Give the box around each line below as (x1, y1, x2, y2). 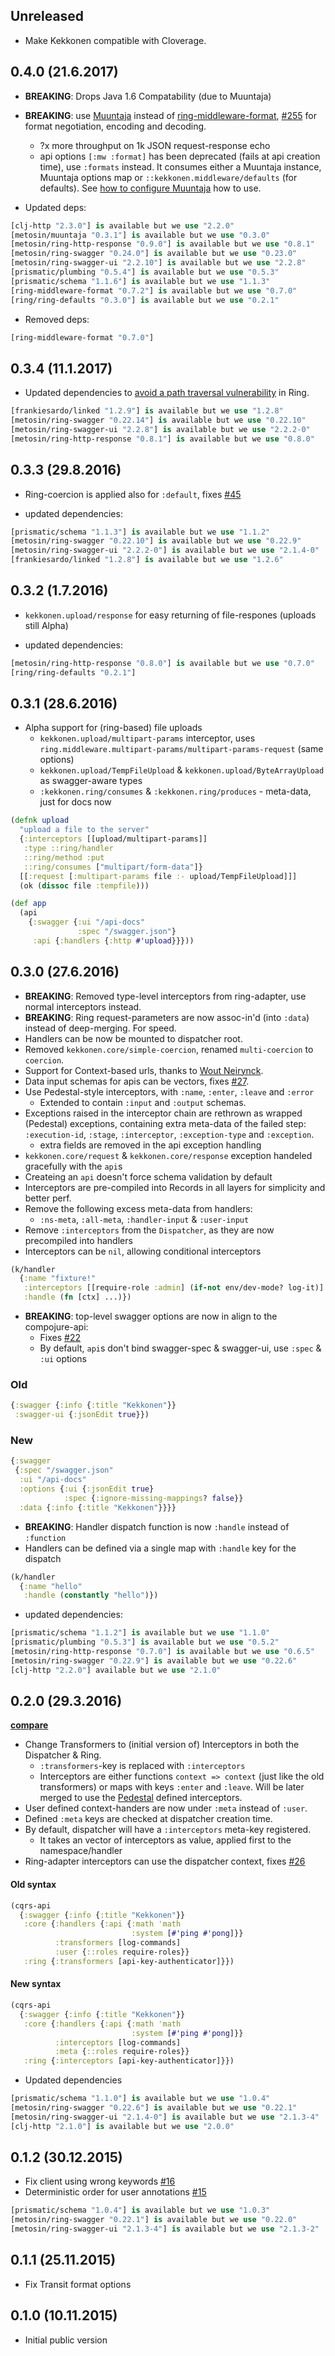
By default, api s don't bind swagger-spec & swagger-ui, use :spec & (39, 1342, 322, 1354)
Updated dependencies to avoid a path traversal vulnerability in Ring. (24, 387, 310, 399)
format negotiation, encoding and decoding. (24, 120, 207, 132)
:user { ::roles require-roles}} (54, 1947, 190, 1958)
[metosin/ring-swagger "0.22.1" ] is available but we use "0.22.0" (10, 2215, 298, 2225)
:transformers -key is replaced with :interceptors (39, 1760, 246, 1772)
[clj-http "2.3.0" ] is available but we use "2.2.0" (10, 220, 235, 231)
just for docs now (39, 796, 112, 808)
